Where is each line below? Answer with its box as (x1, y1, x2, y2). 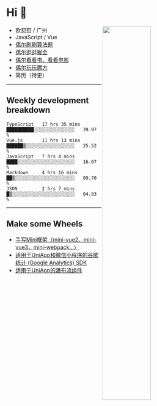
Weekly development (6, 95, 89, 106)
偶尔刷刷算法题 (15, 40, 53, 48)
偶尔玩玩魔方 (15, 64, 48, 71)
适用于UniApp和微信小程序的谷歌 (15, 251, 99, 258)
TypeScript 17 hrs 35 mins (6, 121, 81, 128)
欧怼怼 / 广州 (15, 26, 48, 34)
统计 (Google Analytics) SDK (15, 259, 87, 266)
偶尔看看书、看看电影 (15, 56, 69, 63)
